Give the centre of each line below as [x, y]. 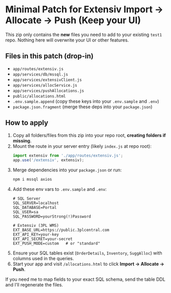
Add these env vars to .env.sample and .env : [60, 189]
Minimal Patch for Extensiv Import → [84, 9]
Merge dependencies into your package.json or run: [67, 170]
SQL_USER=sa [25, 212]
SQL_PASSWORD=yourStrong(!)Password [52, 217]
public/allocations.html [39, 96]
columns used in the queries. [43, 259]
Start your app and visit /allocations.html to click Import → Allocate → [89, 264]
